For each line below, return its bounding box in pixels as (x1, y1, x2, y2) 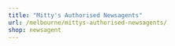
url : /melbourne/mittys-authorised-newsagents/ (8, 19, 168, 27)
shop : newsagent (8, 26, 61, 34)
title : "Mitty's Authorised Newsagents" (8, 11, 143, 19)
